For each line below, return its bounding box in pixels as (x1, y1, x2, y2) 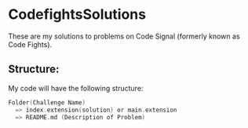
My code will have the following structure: (8, 83, 144, 93)
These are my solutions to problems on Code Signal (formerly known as (8, 31, 241, 41)
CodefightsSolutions (8, 5, 147, 24)
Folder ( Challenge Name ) (8, 98, 86, 107)
